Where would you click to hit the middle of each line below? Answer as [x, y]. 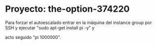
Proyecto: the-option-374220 [67, 9]
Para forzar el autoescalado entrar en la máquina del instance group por [78, 22]
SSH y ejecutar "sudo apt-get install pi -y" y [50, 27]
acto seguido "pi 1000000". [33, 37]
